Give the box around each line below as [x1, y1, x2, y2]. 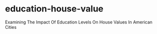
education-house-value [5, 3, 104, 14]
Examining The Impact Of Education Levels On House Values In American [5, 19, 153, 25]
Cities [5, 24, 17, 30]
